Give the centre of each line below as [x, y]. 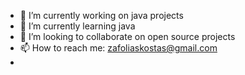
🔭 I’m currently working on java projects [101, 15]
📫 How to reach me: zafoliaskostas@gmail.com [118, 48]
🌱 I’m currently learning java [77, 26]
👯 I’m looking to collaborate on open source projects [127, 36]
